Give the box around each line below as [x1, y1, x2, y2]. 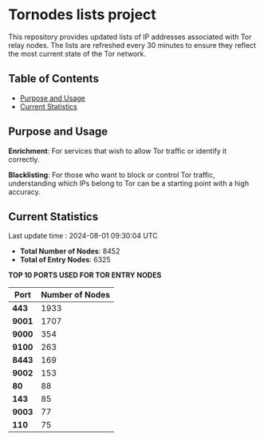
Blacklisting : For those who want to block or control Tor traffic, [8, 170, 215, 179]
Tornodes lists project [8, 6, 157, 24]
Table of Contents [8, 72, 100, 85]
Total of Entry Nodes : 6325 [19, 255, 111, 265]
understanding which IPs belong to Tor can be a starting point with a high [8, 178, 250, 188]
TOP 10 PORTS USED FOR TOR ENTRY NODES [8, 270, 162, 280]
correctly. [8, 154, 40, 164]
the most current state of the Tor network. [8, 49, 146, 58]
